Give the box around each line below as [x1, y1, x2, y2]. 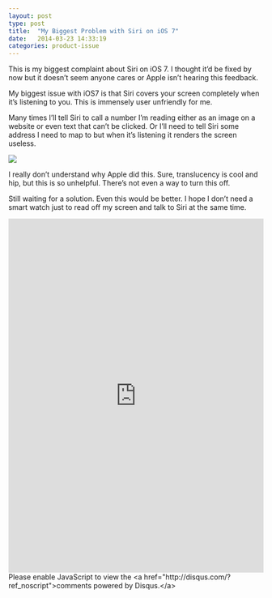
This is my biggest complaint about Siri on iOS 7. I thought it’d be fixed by [8, 64, 253, 74]
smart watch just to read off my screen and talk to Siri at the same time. [8, 203, 247, 212]
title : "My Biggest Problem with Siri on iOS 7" [8, 27, 180, 35]
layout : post [8, 11, 53, 20]
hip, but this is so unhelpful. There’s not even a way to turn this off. [8, 178, 231, 188]
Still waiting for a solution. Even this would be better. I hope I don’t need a [8, 194, 253, 203]
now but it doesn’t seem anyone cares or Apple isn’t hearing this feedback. [8, 73, 259, 83]
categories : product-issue [8, 42, 100, 50]
